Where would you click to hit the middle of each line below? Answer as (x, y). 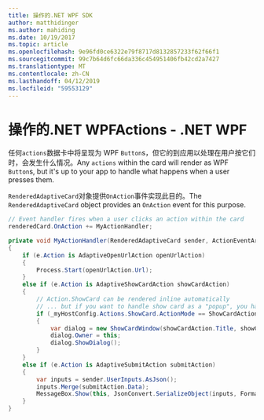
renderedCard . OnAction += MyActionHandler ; (81, 227)
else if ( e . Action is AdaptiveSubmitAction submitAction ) (119, 365)
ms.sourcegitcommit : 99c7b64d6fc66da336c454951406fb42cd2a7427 (114, 60)
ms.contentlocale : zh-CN (49, 74)
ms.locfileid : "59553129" (50, 88)
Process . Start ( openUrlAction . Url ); (95, 270)
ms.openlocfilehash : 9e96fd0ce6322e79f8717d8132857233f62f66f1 (114, 52)
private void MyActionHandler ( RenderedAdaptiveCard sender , (109, 241)
